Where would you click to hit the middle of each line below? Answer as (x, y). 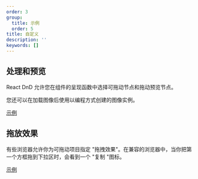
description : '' (26, 40)
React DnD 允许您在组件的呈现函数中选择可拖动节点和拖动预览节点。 (91, 87)
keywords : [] (23, 46)
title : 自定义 (23, 34)
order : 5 (23, 29)
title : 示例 (26, 23)
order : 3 (17, 12)
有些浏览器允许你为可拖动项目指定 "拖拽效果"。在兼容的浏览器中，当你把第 (99, 149)
